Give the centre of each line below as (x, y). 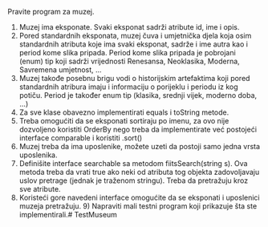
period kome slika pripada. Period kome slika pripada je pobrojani (127, 53)
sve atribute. (40, 189)
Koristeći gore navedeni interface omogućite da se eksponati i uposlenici (139, 197)
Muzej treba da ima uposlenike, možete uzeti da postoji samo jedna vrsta (140, 146)
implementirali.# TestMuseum (68, 215)
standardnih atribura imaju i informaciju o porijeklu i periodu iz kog (128, 87)
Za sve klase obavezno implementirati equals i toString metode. (124, 112)
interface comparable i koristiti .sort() (81, 138)
